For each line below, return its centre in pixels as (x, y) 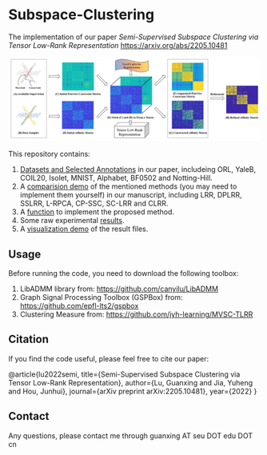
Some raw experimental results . (72, 221)
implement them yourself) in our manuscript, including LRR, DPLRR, (131, 195)
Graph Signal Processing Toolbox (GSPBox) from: (101, 297)
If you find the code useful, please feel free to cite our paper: (109, 358)
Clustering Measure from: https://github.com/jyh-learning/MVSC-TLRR (136, 314)
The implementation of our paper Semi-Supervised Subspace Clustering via (133, 37)
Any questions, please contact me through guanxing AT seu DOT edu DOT (131, 435)
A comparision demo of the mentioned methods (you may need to (128, 186)
